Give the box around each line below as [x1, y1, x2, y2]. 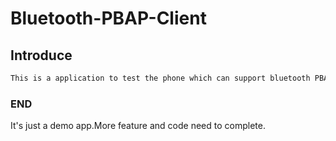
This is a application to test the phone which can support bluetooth [10, 73, 311, 83]
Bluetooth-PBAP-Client [10, 7, 207, 30]
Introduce [10, 47, 73, 64]
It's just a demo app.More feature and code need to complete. [10, 120, 266, 132]
